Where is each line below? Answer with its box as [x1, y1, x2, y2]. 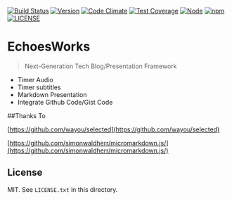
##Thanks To [7, 111, 46, 119]
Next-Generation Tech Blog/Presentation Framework [24, 62, 177, 70]
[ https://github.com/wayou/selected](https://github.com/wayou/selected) [7, 125, 220, 134]
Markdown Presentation [17, 90, 87, 98]
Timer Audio [17, 75, 54, 84]
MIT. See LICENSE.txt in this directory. [7, 185, 118, 193]
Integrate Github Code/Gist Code [17, 98, 113, 106]
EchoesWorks [7, 39, 91, 55]
